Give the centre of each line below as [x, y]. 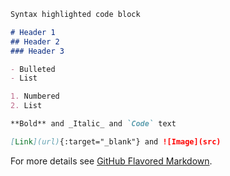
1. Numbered [35, 96]
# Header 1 [33, 32]
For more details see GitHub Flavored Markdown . [111, 161]
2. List [26, 106]
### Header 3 [37, 51]
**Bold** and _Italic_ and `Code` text [93, 124]
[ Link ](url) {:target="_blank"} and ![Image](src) [116, 141]
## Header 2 [35, 41]
